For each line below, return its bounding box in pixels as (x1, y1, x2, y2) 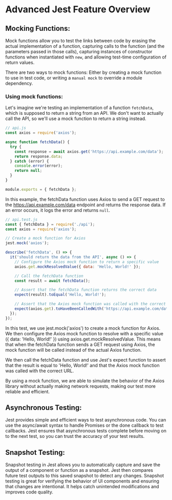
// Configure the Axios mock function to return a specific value (14, 259, 159, 265)
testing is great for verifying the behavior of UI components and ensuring (5, 478, 160, 484)
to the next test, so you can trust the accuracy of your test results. (5, 433, 145, 439)
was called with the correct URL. (5, 368, 74, 374)
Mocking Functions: (5, 24, 71, 33)
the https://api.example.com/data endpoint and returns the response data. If (5, 202, 166, 208)
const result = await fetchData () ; (14, 278, 91, 283)
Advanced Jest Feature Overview (5, 4, 150, 15)
